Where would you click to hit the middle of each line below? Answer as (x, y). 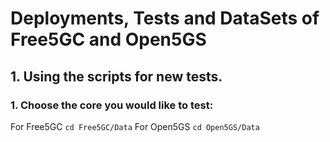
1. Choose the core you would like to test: (112, 105)
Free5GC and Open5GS (108, 39)
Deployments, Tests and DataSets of (165, 18)
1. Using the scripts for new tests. (116, 76)
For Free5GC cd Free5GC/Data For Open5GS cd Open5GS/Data (135, 126)
